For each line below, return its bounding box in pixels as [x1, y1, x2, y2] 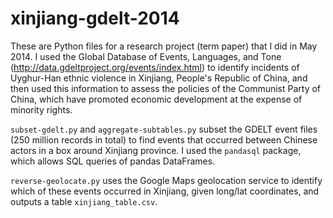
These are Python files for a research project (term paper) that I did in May [10, 40, 318, 52]
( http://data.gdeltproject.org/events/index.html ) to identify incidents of [10, 61, 300, 73]
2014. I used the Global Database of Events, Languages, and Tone [10, 50, 282, 62]
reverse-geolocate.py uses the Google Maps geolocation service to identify [10, 174, 323, 186]
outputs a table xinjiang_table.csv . [10, 195, 158, 207]
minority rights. [10, 103, 73, 116]
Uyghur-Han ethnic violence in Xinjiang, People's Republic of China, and [10, 72, 308, 84]
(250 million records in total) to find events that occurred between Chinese [10, 133, 318, 146]
